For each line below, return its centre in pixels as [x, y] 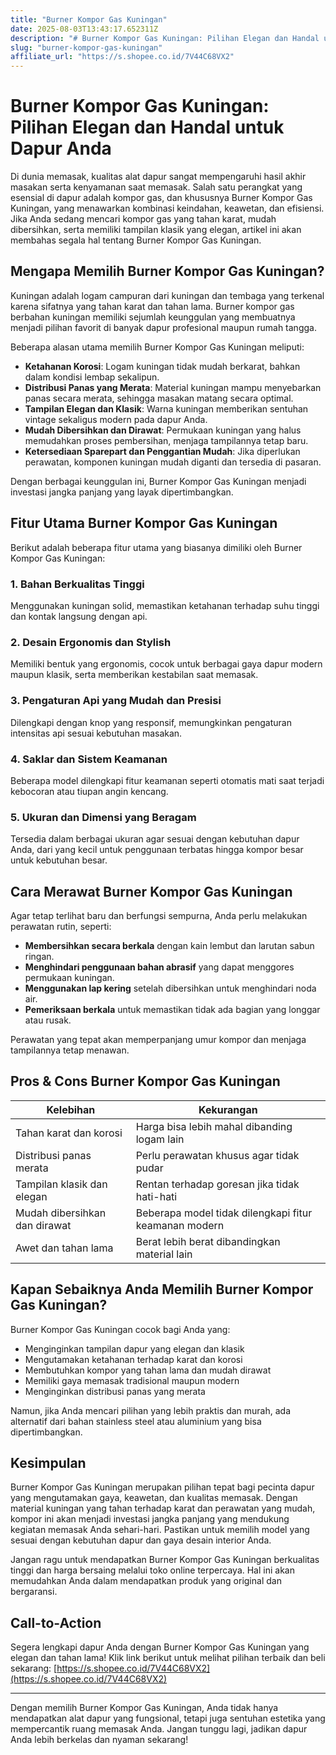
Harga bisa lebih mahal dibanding [214, 1126]
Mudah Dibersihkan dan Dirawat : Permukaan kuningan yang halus [163, 430]
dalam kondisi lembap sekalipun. [92, 377]
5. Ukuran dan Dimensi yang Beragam [103, 817]
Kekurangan [228, 1109]
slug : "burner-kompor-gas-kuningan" [86, 47]
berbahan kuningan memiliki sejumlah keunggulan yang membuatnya [153, 317]
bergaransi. [34, 1592]
